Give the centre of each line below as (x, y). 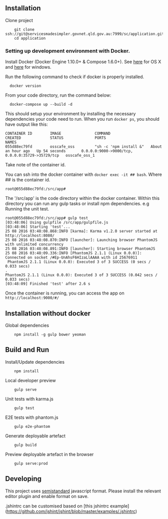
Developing (23, 479)
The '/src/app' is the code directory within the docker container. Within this (82, 198)
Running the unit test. (27, 209)
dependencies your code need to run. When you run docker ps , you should (82, 119)
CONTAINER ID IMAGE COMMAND (58, 134)
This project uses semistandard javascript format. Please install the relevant (83, 491)
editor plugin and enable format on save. (47, 496)
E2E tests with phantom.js (32, 417)
